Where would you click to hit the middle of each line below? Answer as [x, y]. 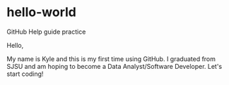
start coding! [25, 74]
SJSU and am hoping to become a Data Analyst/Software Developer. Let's [114, 66]
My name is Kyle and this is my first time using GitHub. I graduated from [111, 59]
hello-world [42, 12]
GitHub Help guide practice [46, 32]
